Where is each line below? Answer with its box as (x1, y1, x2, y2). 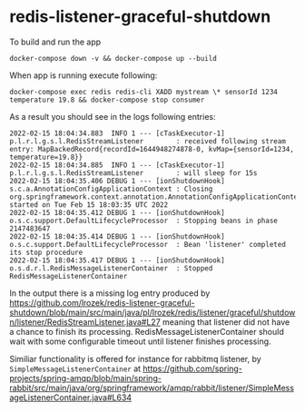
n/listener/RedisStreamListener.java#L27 (9, 316, 161, 328)
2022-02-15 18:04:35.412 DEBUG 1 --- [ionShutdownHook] (9, 208, 225, 217)
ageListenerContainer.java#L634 (9, 392, 133, 403)
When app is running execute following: (9, 70, 158, 81)
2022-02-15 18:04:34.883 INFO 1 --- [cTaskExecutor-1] (9, 129, 225, 138)
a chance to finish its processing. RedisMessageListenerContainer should (9, 326, 284, 337)
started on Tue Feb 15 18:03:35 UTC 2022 (9, 200, 169, 210)
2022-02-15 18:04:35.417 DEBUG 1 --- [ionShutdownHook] (9, 256, 225, 265)
